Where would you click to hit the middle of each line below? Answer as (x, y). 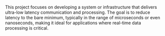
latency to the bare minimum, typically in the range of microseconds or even (83, 18)
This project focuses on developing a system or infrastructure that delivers (81, 7)
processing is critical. (27, 28)
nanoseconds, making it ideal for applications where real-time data (73, 23)
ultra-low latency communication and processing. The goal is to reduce (78, 12)
